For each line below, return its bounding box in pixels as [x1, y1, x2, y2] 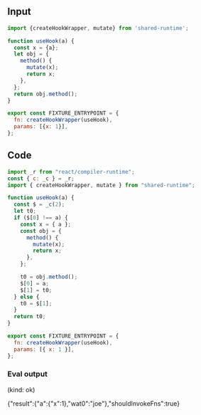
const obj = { [20, 227, 62, 234]
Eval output [7, 369, 48, 379]
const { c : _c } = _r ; [7, 174, 75, 182]
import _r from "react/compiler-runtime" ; [7, 168, 135, 175]
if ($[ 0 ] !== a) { [13, 214, 69, 221]
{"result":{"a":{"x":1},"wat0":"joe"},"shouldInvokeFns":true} [7, 399, 180, 408]
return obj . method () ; [13, 90, 78, 98]
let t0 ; [13, 208, 37, 215]
